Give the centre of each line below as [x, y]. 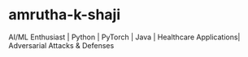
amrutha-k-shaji [65, 15]
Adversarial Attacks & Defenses [61, 45]
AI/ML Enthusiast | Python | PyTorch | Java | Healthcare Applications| [124, 37]
